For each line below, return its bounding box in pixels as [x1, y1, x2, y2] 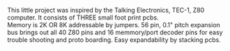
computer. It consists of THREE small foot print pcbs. [7, 13, 159, 22]
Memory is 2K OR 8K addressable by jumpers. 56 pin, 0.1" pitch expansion [7, 21, 221, 29]
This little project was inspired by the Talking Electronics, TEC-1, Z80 [7, 6, 205, 14]
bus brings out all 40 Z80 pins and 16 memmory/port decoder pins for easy [7, 28, 223, 36]
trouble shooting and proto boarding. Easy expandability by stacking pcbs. [7, 36, 221, 44]
